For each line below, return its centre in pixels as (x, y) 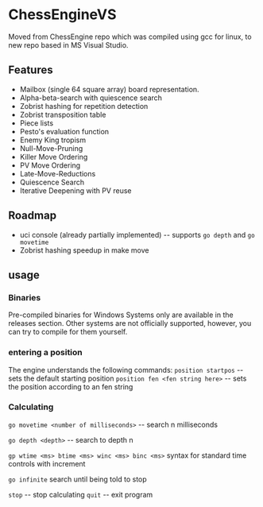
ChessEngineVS (62, 15)
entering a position (46, 353)
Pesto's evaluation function (64, 131)
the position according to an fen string (71, 386)
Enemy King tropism (52, 140)
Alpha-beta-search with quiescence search (91, 98)
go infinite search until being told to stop (77, 479)
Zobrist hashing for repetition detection (84, 106)
